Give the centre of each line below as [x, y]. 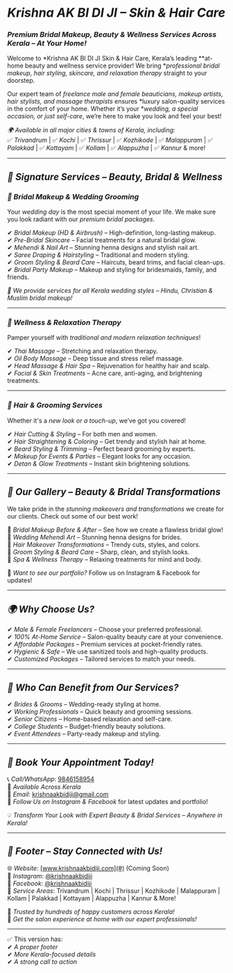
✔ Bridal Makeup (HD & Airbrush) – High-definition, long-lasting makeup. [112, 233]
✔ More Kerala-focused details [52, 954]
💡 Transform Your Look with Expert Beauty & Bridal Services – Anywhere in [115, 815]
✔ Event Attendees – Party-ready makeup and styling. [84, 734]
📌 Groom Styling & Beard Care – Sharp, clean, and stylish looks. [98, 552]
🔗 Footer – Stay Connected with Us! [85, 852]
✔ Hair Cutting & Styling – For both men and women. [82, 434]
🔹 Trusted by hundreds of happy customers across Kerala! [91, 911]
